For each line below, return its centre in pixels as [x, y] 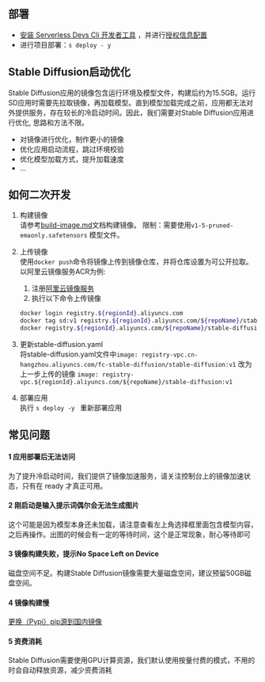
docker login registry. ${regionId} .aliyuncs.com [101, 314]
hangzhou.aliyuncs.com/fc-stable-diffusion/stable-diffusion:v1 [128, 365]
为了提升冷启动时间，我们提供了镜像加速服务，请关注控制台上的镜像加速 [126, 476]
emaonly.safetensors [53, 236]
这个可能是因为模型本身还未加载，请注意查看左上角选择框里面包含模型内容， [133, 524]
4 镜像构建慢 [29, 602]
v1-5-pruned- [212, 226]
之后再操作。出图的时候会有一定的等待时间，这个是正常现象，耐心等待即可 [129, 534]
